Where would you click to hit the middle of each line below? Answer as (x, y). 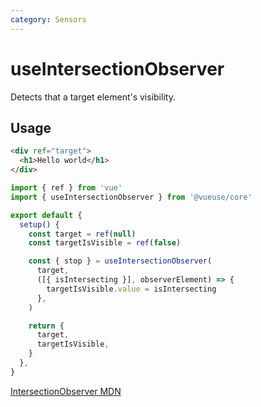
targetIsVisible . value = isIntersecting (131, 289)
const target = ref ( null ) (82, 234)
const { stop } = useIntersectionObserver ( (120, 261)
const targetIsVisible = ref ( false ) (105, 243)
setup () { (39, 224)
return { (46, 326)
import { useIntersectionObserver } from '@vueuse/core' (131, 197)
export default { (46, 215)
